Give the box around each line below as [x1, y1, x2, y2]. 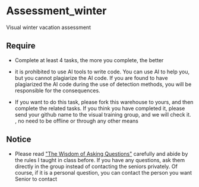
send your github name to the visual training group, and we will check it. [14, 111, 191, 118]
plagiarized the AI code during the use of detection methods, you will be [14, 80, 192, 88]
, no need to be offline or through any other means [14, 117, 138, 124]
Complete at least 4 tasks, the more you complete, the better [14, 56, 164, 63]
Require [6, 41, 36, 51]
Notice [6, 134, 31, 144]
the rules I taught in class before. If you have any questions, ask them [14, 156, 185, 163]
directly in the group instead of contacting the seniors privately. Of [14, 163, 178, 170]
